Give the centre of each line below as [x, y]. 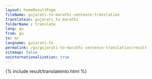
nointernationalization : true [37, 57]
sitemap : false [21, 52]
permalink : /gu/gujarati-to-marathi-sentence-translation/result [76, 48]
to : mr [12, 38]
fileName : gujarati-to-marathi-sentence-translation [62, 15]
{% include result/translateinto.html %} [46, 71]
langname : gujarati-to [29, 43]
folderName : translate [31, 24]
